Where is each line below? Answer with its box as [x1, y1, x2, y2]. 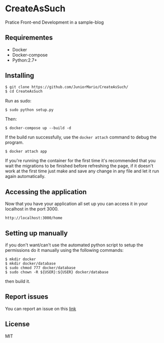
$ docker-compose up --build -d [5, 126, 71, 131]
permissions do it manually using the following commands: [5, 247, 124, 253]
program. [5, 139, 24, 145]
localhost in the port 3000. [5, 206, 59, 212]
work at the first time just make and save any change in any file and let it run [5, 168, 160, 174]
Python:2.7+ [12, 57, 37, 63]
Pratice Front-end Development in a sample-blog [5, 19, 104, 25]
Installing [5, 71, 34, 80]
